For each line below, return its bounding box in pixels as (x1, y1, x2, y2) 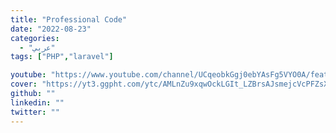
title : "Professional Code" (10, 14, 128, 25)
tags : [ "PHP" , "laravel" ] (10, 52, 114, 62)
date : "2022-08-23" (10, 24, 92, 34)
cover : (10, 79, 38, 90)
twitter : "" (10, 107, 60, 117)
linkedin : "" (10, 97, 65, 108)
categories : (10, 33, 60, 43)
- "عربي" (19, 42, 56, 53)
